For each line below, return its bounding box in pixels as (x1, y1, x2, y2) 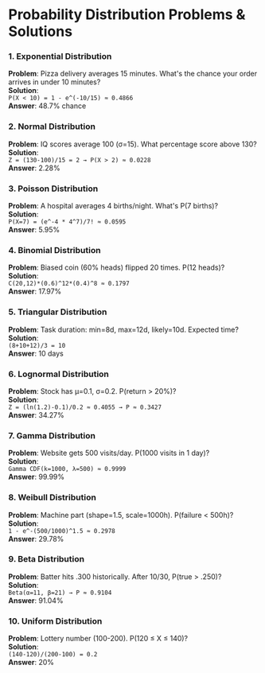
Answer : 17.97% (8, 286, 62, 296)
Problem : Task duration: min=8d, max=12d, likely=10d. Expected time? (8, 325, 239, 334)
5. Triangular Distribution (8, 306, 107, 317)
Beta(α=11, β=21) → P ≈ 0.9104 (8, 589, 112, 597)
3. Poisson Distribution (8, 183, 99, 194)
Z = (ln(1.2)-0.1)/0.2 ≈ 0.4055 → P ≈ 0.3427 (8, 403, 162, 411)
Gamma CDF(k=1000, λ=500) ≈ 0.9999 (8, 465, 127, 473)
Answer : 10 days (8, 348, 64, 358)
